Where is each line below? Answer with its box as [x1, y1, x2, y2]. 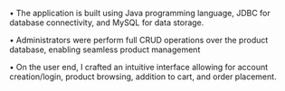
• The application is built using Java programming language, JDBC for [9, 8, 271, 18]
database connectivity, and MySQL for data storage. [9, 17, 204, 28]
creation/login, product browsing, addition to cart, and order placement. [9, 71, 278, 82]
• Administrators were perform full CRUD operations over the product [9, 35, 269, 45]
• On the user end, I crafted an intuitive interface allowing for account [9, 62, 269, 72]
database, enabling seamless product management [9, 44, 201, 55]
